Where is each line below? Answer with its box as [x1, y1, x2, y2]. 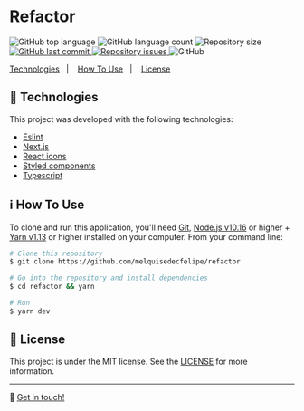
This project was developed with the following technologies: [9, 113, 233, 124]
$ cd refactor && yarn [9, 282, 95, 292]
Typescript [22, 169, 63, 180]
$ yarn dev [9, 306, 51, 316]
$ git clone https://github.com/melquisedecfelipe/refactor [9, 257, 242, 266]
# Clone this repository [9, 249, 103, 258]
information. [9, 365, 55, 377]
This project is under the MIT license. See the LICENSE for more [9, 356, 249, 367]
